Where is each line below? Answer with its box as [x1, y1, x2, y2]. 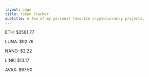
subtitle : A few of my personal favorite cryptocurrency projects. [5, 16, 145, 21]
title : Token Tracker [5, 12, 49, 16]
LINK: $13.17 [5, 58, 30, 63]
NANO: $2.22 [5, 48, 33, 54]
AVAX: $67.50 [5, 67, 33, 73]
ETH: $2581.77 [5, 30, 35, 35]
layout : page [5, 7, 32, 12]
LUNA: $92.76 [5, 39, 34, 45]
